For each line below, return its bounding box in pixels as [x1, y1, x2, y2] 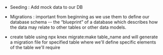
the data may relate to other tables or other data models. [9, 24, 126, 30]
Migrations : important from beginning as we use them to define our [9, 14, 150, 19]
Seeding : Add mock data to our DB [9, 4, 83, 10]
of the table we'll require [9, 45, 60, 50]
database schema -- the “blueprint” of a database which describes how [9, 19, 158, 25]
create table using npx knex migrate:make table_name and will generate [9, 34, 158, 40]
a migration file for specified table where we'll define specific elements [9, 39, 156, 45]
